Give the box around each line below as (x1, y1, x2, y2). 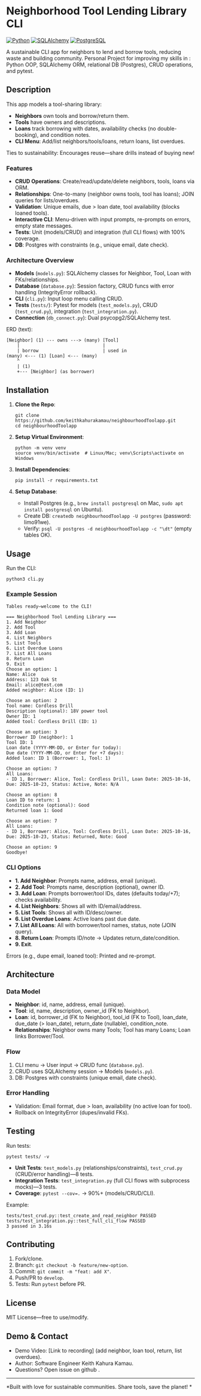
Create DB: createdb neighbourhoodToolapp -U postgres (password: (23, 513, 191, 520)
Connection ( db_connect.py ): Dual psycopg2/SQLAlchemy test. (14, 314, 172, 321)
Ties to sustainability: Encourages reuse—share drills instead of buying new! (6, 149, 195, 156)
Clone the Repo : (14, 401, 56, 408)
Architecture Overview (6, 256, 74, 264)
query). (14, 928, 33, 935)
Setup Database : (14, 488, 58, 495)
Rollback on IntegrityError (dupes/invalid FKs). (14, 1108, 129, 1116)
